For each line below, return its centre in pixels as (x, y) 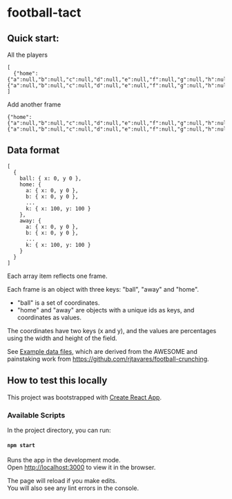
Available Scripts (36, 415)
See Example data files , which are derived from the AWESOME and (103, 351)
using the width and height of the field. (62, 338)
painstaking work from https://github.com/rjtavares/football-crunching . (108, 359)
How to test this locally (57, 380)
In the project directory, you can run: (59, 430)
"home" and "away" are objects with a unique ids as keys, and (106, 310)
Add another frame (34, 104)
